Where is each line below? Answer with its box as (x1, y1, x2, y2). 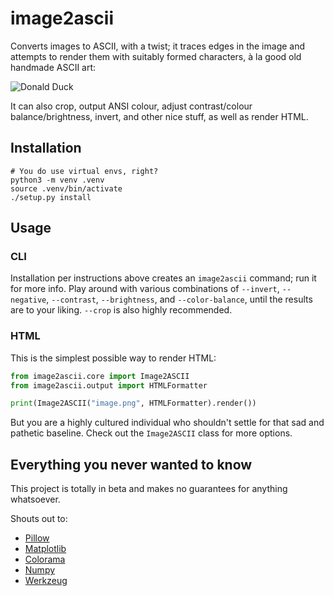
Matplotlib (24, 543, 67, 555)
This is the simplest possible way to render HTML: (10, 352, 217, 364)
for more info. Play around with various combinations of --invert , (10, 283, 280, 295)
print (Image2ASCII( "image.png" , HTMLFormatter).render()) (10, 398, 257, 409)
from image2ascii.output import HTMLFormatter (10, 380, 208, 391)
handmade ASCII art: (10, 61, 97, 73)
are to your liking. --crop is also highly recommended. (10, 304, 233, 316)
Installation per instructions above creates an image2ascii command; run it (10, 272, 317, 284)
